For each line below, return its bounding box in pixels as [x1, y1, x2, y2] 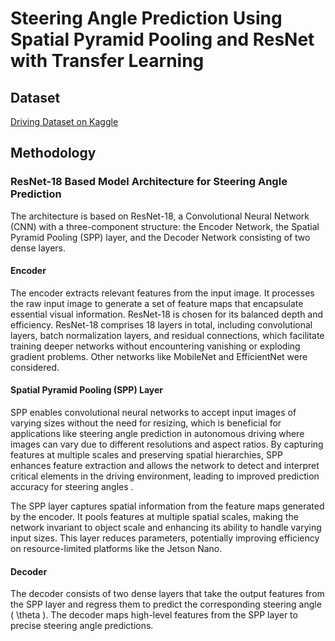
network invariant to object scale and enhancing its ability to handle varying [10, 522, 322, 534]
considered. [10, 361, 60, 373]
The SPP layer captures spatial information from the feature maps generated [10, 500, 325, 512]
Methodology [10, 145, 97, 162]
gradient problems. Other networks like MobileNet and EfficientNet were [10, 350, 308, 362]
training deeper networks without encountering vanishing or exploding [10, 340, 301, 352]
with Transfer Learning [10, 50, 205, 72]
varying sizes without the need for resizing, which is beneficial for [10, 417, 282, 429]
